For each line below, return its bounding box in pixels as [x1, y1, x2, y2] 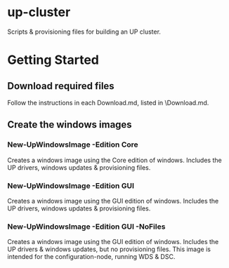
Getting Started [7, 52, 100, 68]
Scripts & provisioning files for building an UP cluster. [7, 27, 162, 36]
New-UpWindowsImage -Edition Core [7, 140, 138, 149]
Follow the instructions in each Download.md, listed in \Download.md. [7, 98, 209, 107]
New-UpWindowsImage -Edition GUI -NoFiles [7, 222, 166, 232]
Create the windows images [7, 119, 132, 130]
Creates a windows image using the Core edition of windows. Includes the [7, 156, 223, 164]
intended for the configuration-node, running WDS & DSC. [7, 253, 176, 261]
